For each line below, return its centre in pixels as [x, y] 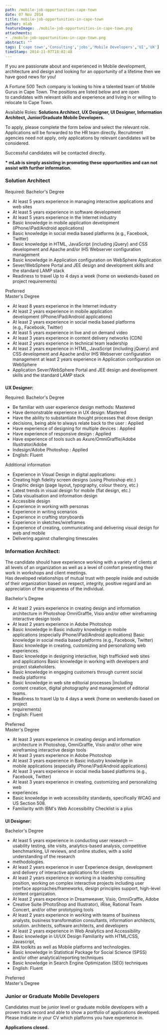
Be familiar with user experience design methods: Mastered [74, 407]
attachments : [19, 33]
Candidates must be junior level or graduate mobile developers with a [77, 1007]
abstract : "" [19, 43]
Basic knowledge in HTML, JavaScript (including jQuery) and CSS [80, 244]
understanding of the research [44, 856]
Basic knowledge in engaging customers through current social [78, 672]
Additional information [28, 464]
